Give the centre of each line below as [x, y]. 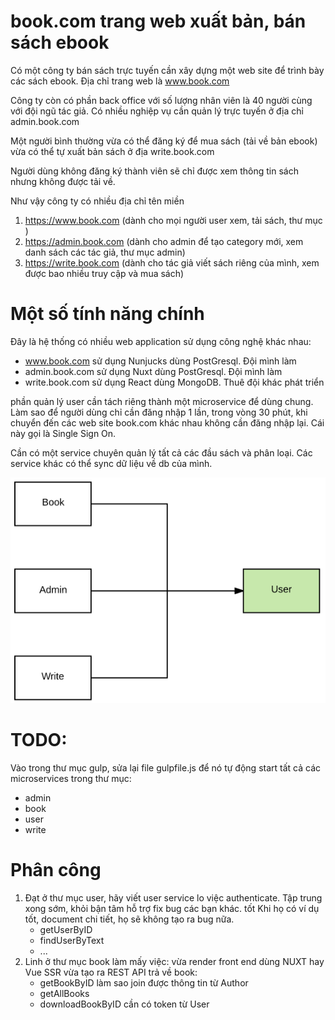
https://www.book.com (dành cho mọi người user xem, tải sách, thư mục [173, 220]
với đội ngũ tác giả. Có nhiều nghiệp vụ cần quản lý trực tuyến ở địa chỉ [157, 111]
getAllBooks [64, 993]
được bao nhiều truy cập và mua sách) [104, 273]
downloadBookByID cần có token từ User [124, 1004]
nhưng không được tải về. [63, 181]
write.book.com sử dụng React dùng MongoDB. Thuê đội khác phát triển [174, 382]
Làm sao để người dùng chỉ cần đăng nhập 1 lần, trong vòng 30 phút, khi [159, 412]
